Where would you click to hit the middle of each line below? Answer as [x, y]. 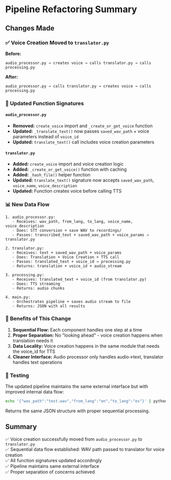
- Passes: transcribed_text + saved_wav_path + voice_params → [80, 235]
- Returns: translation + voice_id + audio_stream [67, 266]
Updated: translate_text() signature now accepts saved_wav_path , [83, 180]
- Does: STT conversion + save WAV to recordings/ [67, 230]
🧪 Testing [17, 375]
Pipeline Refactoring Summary [71, 9]
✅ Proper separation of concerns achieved [50, 472]
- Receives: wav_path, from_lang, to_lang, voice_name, [73, 221]
